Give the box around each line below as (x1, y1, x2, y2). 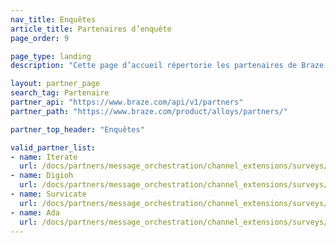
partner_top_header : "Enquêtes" (10, 124, 145, 135)
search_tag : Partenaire (10, 88, 110, 98)
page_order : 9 (10, 33, 70, 43)
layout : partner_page (10, 79, 101, 89)
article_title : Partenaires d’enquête (10, 24, 172, 34)
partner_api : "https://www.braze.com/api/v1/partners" (10, 97, 244, 107)
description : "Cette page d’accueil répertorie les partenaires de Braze (10, 61, 325, 71)
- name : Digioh (10, 171, 74, 181)
